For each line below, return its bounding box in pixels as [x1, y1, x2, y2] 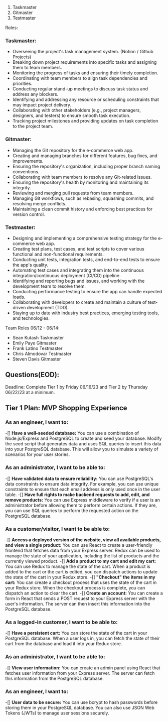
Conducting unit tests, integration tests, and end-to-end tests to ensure [12, 256, 160, 263]
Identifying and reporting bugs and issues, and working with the [12, 278, 145, 284]
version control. [12, 211, 45, 217]
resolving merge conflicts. [12, 200, 67, 206]
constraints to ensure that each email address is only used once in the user [5, 486, 160, 492]
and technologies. [12, 315, 50, 321]
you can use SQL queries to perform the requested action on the [5, 507, 139, 514]
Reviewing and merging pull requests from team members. [12, 190, 134, 196]
